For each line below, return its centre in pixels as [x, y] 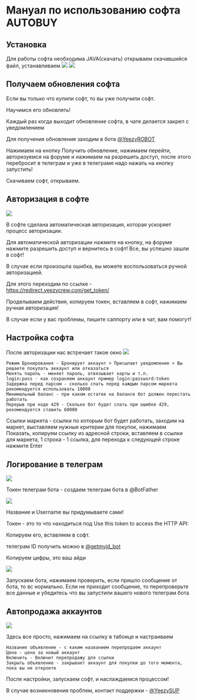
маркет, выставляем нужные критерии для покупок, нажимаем [86, 427]
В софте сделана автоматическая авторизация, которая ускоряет [89, 224]
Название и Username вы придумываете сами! [65, 512]
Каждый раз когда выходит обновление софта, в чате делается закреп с [98, 121]
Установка [26, 45]
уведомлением [25, 127]
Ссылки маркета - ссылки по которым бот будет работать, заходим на [95, 421]
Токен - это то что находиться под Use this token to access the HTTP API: [98, 524]
